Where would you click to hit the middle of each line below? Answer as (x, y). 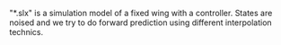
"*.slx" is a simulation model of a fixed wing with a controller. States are (141, 13)
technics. (26, 32)
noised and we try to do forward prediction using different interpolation (140, 22)
